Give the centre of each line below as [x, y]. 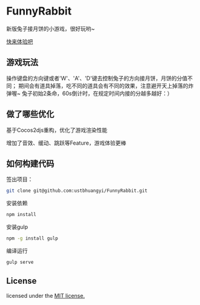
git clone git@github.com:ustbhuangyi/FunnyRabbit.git [77, 191]
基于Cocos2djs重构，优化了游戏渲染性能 [57, 130]
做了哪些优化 [30, 114]
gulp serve [20, 262]
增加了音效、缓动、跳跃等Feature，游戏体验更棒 [66, 143]
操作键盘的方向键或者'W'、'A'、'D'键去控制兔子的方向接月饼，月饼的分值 [97, 78]
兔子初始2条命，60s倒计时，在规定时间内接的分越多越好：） [97, 93]
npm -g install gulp [32, 238]
